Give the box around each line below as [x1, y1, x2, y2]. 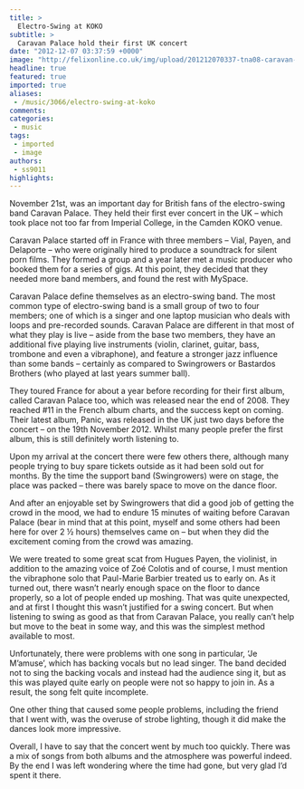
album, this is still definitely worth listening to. [9, 434, 179, 445]
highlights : [9, 173, 54, 182]
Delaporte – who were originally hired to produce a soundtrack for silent [9, 245, 278, 255]
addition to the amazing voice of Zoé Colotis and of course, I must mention [9, 563, 288, 574]
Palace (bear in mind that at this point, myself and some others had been [9, 517, 280, 528]
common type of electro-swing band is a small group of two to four [9, 301, 260, 312]
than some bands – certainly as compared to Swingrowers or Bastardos [9, 359, 276, 370]
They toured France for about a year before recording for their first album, [9, 386, 285, 397]
